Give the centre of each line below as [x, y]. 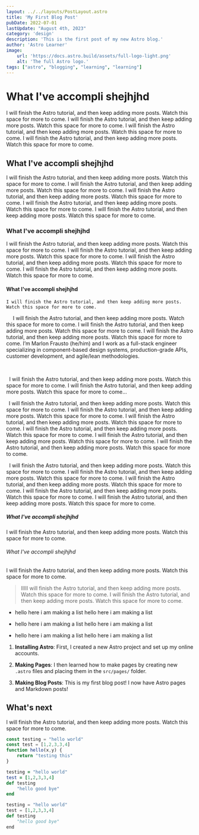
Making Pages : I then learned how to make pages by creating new [96, 665]
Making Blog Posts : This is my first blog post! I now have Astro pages [100, 683]
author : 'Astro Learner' [37, 45]
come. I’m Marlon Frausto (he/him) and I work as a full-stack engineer [91, 343]
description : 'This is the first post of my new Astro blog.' [85, 39]
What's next [29, 708]
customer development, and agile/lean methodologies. [73, 356]
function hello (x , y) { [34, 750]
